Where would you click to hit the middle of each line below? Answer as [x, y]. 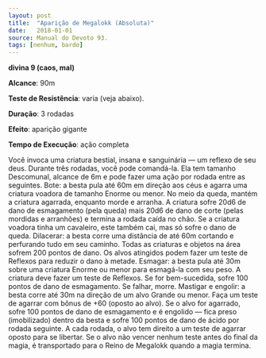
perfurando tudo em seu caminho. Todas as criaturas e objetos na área [124, 244]
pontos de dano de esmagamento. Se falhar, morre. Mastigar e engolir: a [127, 287]
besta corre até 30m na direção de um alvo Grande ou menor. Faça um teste [133, 295]
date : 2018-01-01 [40, 30]
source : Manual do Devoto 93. [58, 38]
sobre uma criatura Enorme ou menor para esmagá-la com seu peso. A [125, 270]
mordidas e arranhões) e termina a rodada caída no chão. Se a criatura [124, 219]
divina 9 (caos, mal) [42, 67]
